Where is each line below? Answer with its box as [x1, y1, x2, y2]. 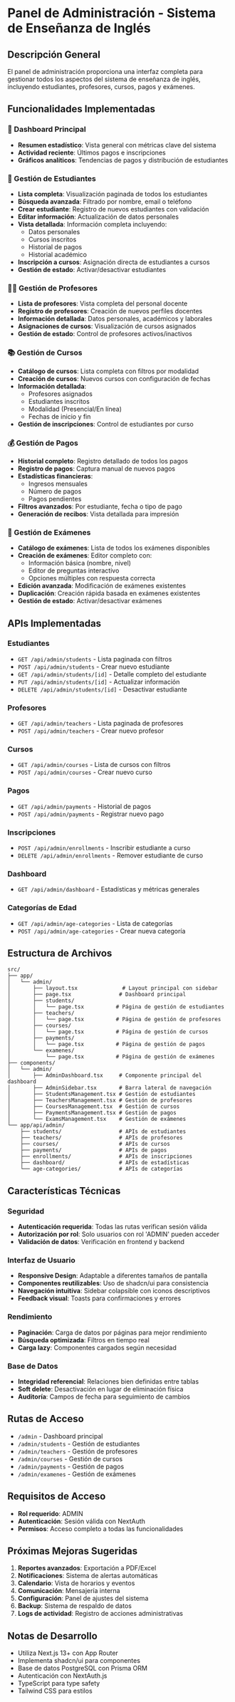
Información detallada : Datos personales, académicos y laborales [17, 315, 212, 323]
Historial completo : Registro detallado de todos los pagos [17, 456, 189, 465]
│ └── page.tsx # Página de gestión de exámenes [7, 1053, 215, 1060]
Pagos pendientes [28, 494, 82, 503]
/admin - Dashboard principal [17, 1431, 103, 1440]
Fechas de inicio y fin [28, 412, 91, 421]
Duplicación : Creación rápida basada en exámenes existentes [17, 589, 201, 597]
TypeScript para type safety [17, 1679, 100, 1688]
